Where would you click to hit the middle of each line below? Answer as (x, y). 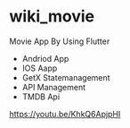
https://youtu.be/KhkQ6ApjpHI (65, 114)
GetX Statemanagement (66, 77)
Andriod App (45, 58)
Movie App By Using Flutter (60, 41)
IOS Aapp (40, 68)
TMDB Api (41, 97)
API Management (54, 87)
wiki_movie (52, 17)
